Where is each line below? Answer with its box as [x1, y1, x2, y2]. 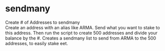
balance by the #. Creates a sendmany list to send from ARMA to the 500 [5, 35, 156, 41]
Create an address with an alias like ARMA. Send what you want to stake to [5, 24, 160, 30]
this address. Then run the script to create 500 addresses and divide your [5, 30, 158, 36]
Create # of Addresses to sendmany [5, 19, 80, 25]
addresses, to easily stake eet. [5, 40, 68, 46]
